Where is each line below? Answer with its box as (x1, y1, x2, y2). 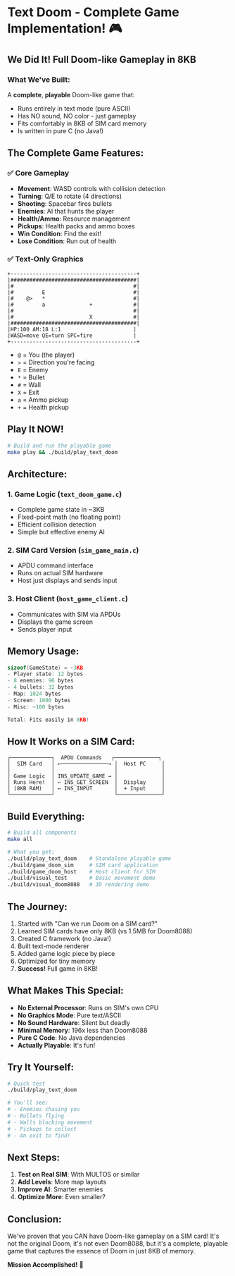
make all (7, 836, 33, 843)
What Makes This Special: (7, 985, 125, 997)
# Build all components (7, 829, 77, 836)
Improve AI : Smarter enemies (17, 1185, 103, 1194)
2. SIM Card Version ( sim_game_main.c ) (7, 546, 139, 556)
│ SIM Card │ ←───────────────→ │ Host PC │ (7, 761, 165, 768)
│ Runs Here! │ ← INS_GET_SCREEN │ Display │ (7, 779, 165, 786)
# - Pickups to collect (7, 1125, 77, 1132)
